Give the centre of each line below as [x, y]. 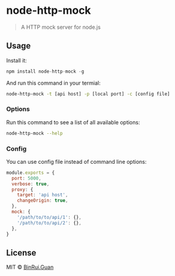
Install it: [16, 60]
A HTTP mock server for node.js [61, 27]
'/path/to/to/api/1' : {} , [49, 217]
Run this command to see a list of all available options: [73, 122]
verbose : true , [31, 184]
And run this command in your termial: [53, 83]
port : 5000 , [27, 178]
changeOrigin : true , [43, 201]
